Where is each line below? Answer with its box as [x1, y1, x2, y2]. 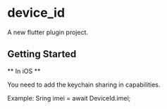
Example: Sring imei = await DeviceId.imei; [7, 94, 131, 102]
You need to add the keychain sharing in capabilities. [7, 80, 161, 89]
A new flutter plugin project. [7, 28, 89, 36]
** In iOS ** [7, 66, 41, 75]
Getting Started [7, 48, 77, 60]
